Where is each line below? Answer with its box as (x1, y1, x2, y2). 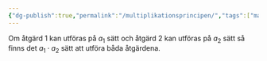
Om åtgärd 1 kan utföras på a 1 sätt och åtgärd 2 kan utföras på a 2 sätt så (8, 33, 245, 44)
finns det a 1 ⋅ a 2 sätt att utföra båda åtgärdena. (8, 44, 161, 55)
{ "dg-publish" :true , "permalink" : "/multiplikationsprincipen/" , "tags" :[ (8, 11, 250, 20)
